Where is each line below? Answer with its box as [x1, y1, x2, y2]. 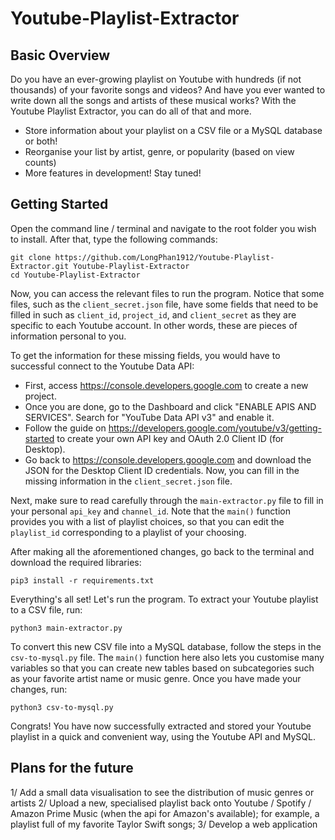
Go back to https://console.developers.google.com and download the [24, 453, 312, 466]
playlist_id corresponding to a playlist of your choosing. [10, 526, 247, 538]
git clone [10, 252, 52, 262]
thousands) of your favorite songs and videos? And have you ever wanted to [10, 84, 326, 96]
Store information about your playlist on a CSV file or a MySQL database [24, 125, 323, 136]
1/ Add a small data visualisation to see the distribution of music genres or [10, 786, 315, 798]
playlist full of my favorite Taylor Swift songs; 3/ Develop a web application [10, 818, 318, 830]
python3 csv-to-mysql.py [10, 702, 114, 712]
